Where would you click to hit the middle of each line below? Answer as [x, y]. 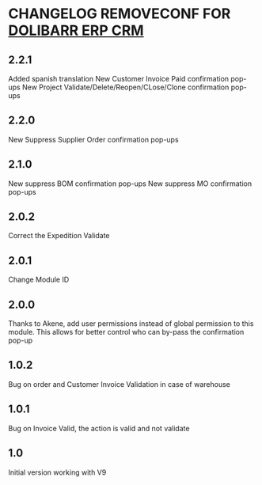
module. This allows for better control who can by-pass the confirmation [126, 332]
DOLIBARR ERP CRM [76, 30]
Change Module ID [39, 280]
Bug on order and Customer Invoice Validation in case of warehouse [120, 384]
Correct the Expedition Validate [59, 236]
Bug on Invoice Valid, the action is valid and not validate [99, 428]
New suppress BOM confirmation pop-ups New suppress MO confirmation [130, 184]
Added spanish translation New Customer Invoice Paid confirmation [119, 79]
